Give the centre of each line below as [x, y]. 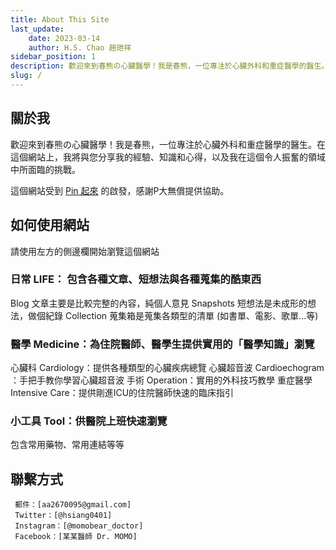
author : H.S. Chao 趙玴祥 [80, 47]
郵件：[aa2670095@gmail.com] [73, 505]
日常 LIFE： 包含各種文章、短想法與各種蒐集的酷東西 [136, 279]
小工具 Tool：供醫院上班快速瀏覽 [89, 421]
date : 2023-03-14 [64, 38]
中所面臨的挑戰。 [45, 169]
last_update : [37, 29]
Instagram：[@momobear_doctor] [79, 526]
